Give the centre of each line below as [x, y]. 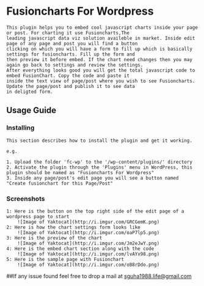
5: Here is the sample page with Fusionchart [65, 259]
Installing [20, 128]
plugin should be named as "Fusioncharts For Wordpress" [80, 172]
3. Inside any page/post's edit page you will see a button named [93, 178]
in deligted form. [30, 92]
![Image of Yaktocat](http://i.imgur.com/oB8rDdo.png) [89, 265]
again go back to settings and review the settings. [75, 65]
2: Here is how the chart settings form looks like [73, 227]
